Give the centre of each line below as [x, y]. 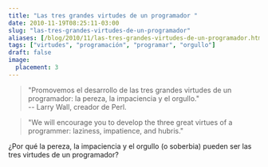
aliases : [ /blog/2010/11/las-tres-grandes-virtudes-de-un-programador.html [137, 38]
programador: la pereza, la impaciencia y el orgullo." [113, 98]
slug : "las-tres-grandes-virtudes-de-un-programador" [100, 30]
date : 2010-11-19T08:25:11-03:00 [64, 23]
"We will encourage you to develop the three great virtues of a [130, 122]
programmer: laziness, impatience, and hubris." [106, 130]
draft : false [30, 52]
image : [19, 60]
